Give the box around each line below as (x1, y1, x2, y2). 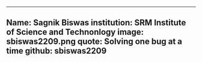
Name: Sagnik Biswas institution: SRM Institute (6, 17, 186, 28)
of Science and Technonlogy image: (6, 27, 144, 37)
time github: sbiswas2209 (6, 46, 107, 56)
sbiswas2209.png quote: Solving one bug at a (6, 37, 182, 47)
